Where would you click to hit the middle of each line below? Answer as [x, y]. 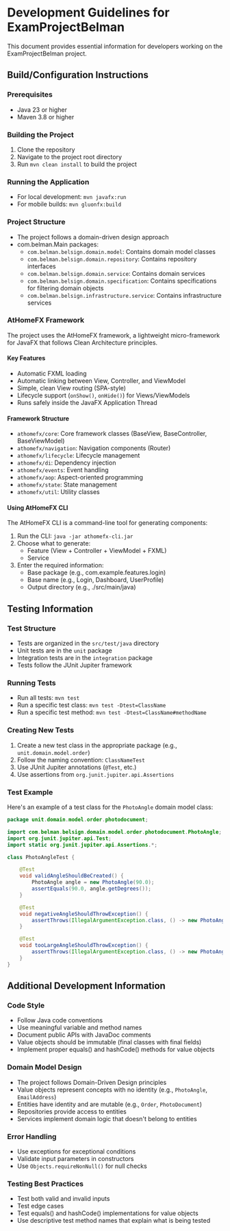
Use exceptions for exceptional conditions [76, 1151]
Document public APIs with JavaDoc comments [84, 1035]
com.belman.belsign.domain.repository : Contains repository [112, 259]
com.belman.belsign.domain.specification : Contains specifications [122, 281]
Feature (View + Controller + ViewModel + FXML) [97, 551]
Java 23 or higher [42, 109]
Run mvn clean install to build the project [77, 164]
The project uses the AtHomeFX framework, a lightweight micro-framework [114, 335]
